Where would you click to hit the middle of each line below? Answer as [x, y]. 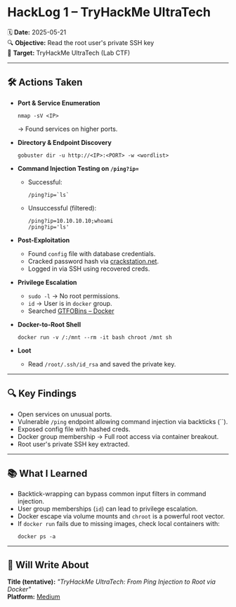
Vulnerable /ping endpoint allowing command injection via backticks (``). [123, 421]
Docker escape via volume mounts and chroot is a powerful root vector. [121, 516]
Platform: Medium [34, 597]
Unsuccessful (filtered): [62, 207]
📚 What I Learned [47, 473]
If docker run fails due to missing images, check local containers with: [118, 524]
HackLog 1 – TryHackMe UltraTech [109, 12]
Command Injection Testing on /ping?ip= [78, 168]
